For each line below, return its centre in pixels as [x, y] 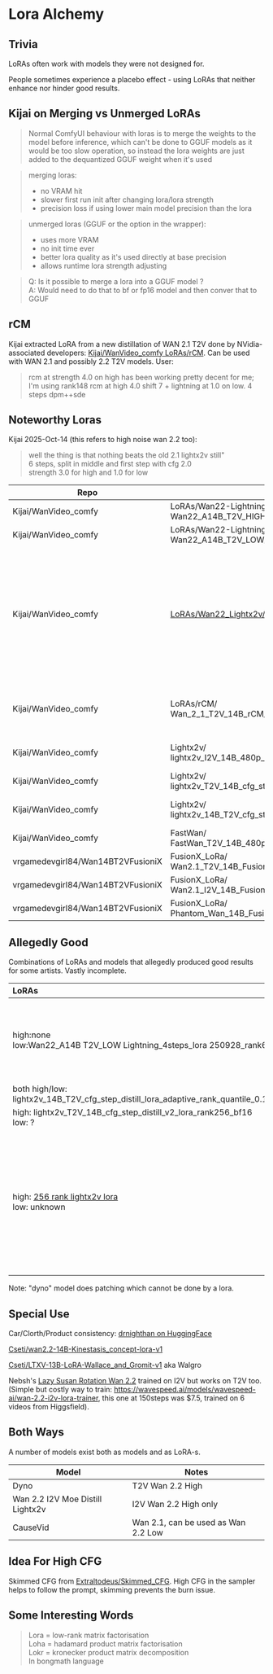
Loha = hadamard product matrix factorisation [105, 1643]
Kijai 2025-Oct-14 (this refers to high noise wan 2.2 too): [103, 440]
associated [27, 353]
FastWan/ [188, 833]
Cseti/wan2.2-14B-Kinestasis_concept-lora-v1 [86, 1349]
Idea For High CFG [55, 1561]
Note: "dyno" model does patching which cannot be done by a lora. [121, 1288]
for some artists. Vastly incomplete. [68, 971]
